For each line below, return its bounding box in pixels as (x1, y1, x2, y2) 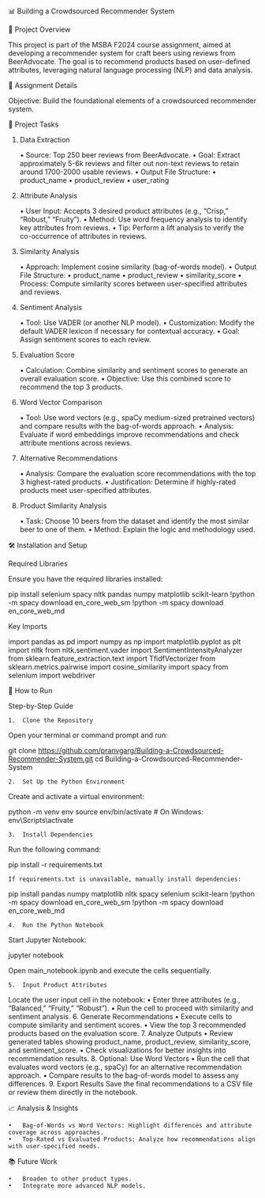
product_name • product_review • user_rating (19, 176, 170, 184)
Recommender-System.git (8, 754, 93, 764)
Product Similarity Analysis (19, 501, 107, 510)
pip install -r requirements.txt (8, 860, 103, 869)
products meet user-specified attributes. (19, 486, 151, 495)
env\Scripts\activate (8, 816, 73, 825)
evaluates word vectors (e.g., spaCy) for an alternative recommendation (8, 1063, 242, 1071)
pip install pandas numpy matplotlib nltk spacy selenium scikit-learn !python (8, 889, 255, 898)
